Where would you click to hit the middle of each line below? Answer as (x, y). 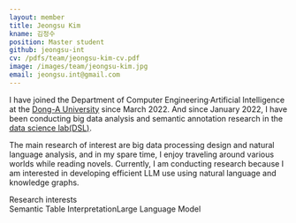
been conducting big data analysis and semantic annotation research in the (146, 118)
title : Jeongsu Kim (45, 26)
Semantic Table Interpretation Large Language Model (105, 209)
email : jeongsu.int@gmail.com (65, 75)
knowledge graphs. (44, 182)
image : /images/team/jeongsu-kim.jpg (79, 67)
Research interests (43, 199)
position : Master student (57, 42)
